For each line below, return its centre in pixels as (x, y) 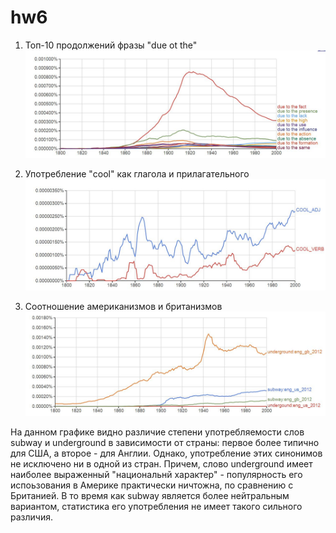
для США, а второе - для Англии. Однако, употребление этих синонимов (166, 453)
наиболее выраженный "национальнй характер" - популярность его (156, 474)
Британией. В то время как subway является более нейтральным (150, 495)
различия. (31, 517)
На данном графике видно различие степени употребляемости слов (157, 432)
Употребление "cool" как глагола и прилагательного (137, 173)
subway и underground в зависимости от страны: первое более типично (165, 442)
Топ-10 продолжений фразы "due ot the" (111, 45)
